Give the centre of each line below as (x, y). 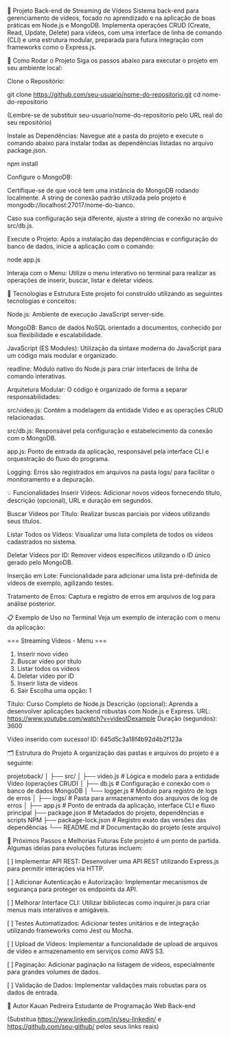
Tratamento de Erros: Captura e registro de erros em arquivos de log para (111, 596)
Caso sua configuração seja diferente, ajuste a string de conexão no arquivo (115, 218)
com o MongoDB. (32, 438)
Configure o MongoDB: (40, 177)
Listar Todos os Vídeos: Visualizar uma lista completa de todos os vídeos (110, 534)
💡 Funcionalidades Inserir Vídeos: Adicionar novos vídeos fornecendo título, (114, 493)
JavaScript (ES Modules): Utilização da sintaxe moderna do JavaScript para (114, 348)
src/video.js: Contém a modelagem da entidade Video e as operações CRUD (115, 410)
